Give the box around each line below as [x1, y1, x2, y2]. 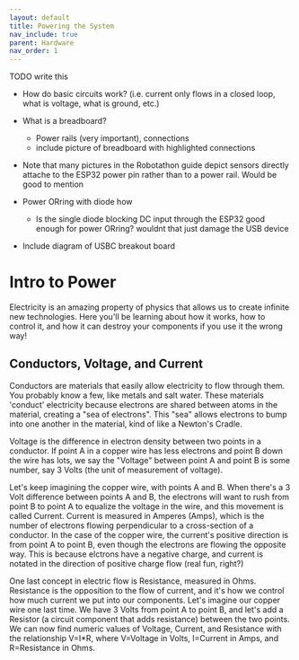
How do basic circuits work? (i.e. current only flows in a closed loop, [22, 89, 276, 100]
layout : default [9, 13, 70, 22]
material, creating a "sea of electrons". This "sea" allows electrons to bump [9, 409, 287, 419]
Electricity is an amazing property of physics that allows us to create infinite [9, 302, 290, 312]
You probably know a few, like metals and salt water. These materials [9, 390, 265, 400]
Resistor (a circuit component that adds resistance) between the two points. [9, 613, 290, 624]
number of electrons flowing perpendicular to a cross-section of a [9, 520, 254, 531]
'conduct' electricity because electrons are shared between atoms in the [9, 399, 278, 409]
